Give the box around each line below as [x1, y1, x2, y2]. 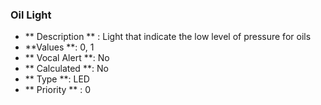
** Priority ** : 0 [24, 84, 92, 96]
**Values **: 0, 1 [24, 41, 95, 53]
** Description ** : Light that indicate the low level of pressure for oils [24, 31, 312, 43]
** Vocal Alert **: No [24, 52, 110, 64]
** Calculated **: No [24, 63, 109, 75]
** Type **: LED [24, 73, 90, 85]
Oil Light [10, 8, 52, 22]
